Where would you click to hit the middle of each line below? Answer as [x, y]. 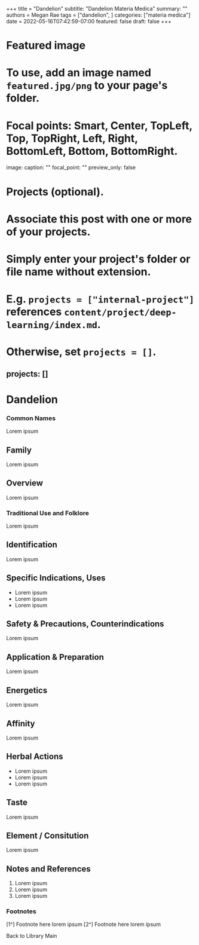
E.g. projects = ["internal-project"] [100, 299]
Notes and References [48, 869]
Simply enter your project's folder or [98, 259]
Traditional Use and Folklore [48, 513]
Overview [25, 483]
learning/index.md [52, 325]
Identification [32, 545]
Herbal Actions [35, 756]
